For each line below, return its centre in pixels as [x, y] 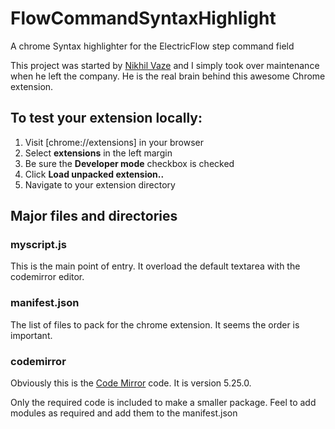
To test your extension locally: [106, 118]
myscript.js [38, 245]
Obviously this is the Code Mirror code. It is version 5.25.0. [131, 383]
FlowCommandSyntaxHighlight [143, 18]
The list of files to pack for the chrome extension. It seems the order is [155, 324]
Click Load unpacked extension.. [94, 174]
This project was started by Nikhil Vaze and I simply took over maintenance [165, 65]
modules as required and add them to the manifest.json [124, 413]
